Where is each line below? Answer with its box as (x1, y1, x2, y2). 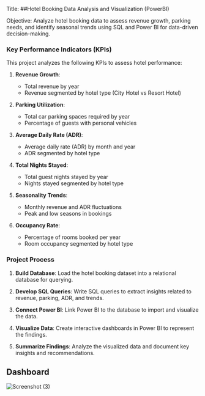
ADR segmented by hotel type (24, 150, 100, 157)
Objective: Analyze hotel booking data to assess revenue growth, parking (6, 17, 191, 24)
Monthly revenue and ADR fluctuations (24, 204, 122, 211)
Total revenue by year (24, 82, 80, 90)
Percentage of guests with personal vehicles (24, 119, 137, 127)
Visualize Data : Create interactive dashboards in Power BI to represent (15, 324, 195, 332)
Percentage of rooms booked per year (24, 233, 121, 241)
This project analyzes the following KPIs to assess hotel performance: (6, 59, 182, 67)
